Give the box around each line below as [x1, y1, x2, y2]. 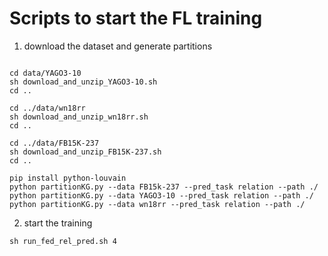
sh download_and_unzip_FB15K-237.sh [9, 147, 162, 157]
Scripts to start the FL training [9, 7, 263, 30]
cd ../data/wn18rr [9, 103, 86, 113]
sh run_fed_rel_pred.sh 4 [9, 236, 117, 246]
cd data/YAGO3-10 [9, 68, 82, 78]
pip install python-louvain [9, 173, 127, 183]
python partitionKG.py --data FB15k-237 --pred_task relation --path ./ [9, 182, 319, 192]
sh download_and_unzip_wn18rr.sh [9, 112, 149, 122]
